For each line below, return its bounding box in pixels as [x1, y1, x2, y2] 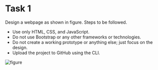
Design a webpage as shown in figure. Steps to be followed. [5, 19, 127, 25]
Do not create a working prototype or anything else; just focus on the [12, 39, 153, 45]
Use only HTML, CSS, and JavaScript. [12, 29, 90, 35]
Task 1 [5, 3, 31, 14]
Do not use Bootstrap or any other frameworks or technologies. [12, 34, 142, 40]
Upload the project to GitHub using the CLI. [12, 50, 100, 56]
